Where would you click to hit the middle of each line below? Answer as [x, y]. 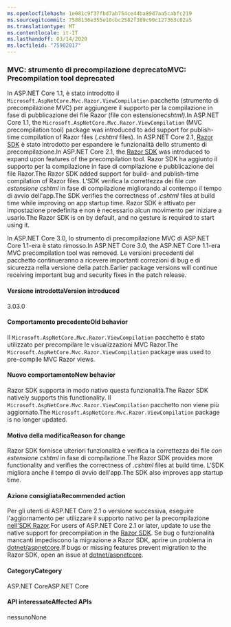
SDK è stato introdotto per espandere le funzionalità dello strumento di [107, 145]
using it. [18, 225]
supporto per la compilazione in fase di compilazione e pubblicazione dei [111, 167]
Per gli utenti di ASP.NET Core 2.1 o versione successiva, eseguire [101, 511]
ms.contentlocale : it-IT [43, 33]
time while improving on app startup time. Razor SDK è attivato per [101, 203]
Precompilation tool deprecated [61, 78]
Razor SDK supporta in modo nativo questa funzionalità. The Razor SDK [108, 390]
